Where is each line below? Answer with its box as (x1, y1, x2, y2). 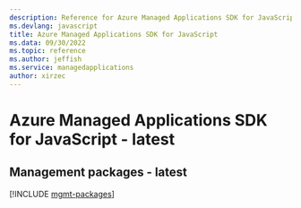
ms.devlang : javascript (9, 22, 99, 30)
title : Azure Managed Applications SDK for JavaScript (9, 30, 219, 39)
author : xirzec (9, 72, 66, 81)
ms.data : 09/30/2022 (9, 38, 87, 48)
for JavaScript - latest (9, 129, 176, 149)
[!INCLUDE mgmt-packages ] (9, 188, 115, 199)
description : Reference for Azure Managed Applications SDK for (9, 13, 254, 22)
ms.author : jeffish (9, 55, 82, 64)
